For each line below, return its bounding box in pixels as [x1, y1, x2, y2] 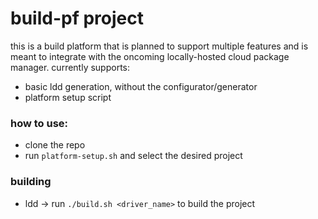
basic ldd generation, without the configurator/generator [24, 80, 258, 92]
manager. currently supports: [10, 61, 131, 73]
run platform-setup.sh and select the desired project [24, 150, 243, 162]
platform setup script [24, 91, 112, 103]
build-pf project [10, 7, 144, 30]
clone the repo [24, 139, 86, 151]
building [10, 175, 52, 189]
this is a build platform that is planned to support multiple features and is [10, 40, 309, 52]
